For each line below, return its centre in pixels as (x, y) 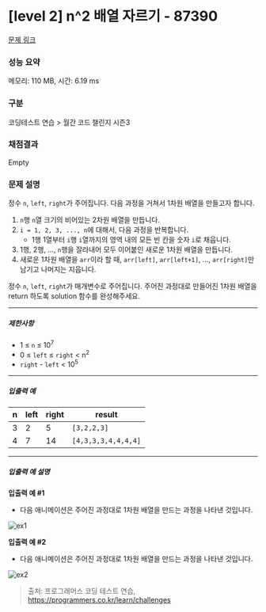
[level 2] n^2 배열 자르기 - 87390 (113, 16)
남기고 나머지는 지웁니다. (58, 269)
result (106, 415)
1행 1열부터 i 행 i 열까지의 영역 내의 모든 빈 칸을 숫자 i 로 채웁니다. (131, 240)
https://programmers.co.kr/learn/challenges (99, 600)
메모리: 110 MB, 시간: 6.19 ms (54, 81)
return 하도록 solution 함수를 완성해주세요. (74, 296)
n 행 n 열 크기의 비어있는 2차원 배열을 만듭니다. (90, 220)
